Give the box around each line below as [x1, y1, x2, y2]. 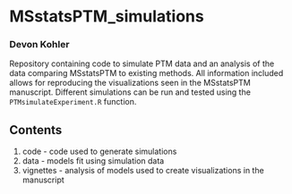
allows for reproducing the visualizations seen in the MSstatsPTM [9, 78, 251, 89]
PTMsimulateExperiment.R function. [9, 97, 137, 107]
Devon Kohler [9, 38, 70, 51]
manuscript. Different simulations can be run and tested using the [9, 87, 251, 97]
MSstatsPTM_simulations [9, 6, 204, 27]
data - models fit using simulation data [21, 156, 165, 166]
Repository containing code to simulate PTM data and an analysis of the [9, 58, 275, 69]
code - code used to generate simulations [21, 146, 177, 157]
